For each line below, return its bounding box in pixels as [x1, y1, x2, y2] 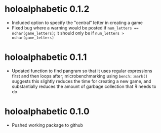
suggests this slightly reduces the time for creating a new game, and [11, 78, 152, 84]
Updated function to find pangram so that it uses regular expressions [11, 68, 153, 74]
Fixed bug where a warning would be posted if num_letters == [11, 25, 139, 30]
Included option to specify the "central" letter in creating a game [11, 20, 143, 26]
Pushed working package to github [11, 122, 83, 128]
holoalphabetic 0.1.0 [4, 106, 90, 117]
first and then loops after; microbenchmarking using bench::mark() [11, 73, 148, 79]
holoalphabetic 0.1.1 [4, 52, 87, 63]
